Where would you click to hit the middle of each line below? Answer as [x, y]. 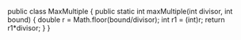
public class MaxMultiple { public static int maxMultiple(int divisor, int [120, 11]
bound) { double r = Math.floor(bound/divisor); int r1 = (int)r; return [116, 20]
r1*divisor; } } [29, 28]
